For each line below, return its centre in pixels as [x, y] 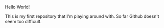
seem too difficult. [23, 21]
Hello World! [18, 7]
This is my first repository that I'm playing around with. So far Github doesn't [82, 16]
